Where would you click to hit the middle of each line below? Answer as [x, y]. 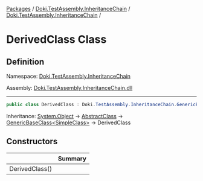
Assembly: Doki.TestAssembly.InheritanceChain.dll [69, 88]
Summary [72, 158]
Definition [25, 62]
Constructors [32, 141]
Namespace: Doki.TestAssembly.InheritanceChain [69, 76]
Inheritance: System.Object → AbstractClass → [65, 116]
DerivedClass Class [56, 40]
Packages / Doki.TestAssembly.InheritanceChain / [69, 9]
